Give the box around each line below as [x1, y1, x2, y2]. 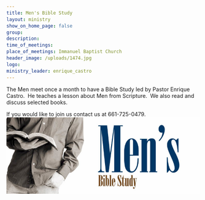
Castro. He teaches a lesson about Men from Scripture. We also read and [6, 92, 195, 99]
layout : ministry [6, 16, 51, 23]
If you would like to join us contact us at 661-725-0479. [6, 110, 146, 117]
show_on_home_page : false [6, 23, 72, 29]
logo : [6, 61, 20, 67]
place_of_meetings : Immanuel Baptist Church [6, 49, 122, 55]
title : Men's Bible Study [6, 10, 72, 16]
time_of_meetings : [6, 42, 53, 48]
